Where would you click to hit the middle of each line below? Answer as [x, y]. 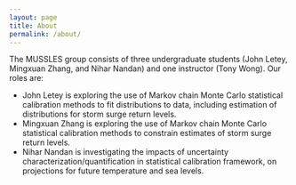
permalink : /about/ [45, 34]
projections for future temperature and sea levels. [113, 171]
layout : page [33, 17]
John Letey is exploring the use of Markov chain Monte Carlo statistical [152, 95]
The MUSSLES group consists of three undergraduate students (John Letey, [148, 60]
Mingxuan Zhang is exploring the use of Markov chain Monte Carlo [144, 124]
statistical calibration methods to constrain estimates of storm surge [147, 133]
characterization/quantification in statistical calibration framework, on [149, 162]
